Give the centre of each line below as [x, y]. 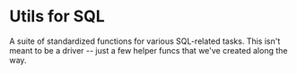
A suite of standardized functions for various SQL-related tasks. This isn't [145, 41]
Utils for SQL [57, 16]
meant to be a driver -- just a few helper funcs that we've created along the [148, 50]
